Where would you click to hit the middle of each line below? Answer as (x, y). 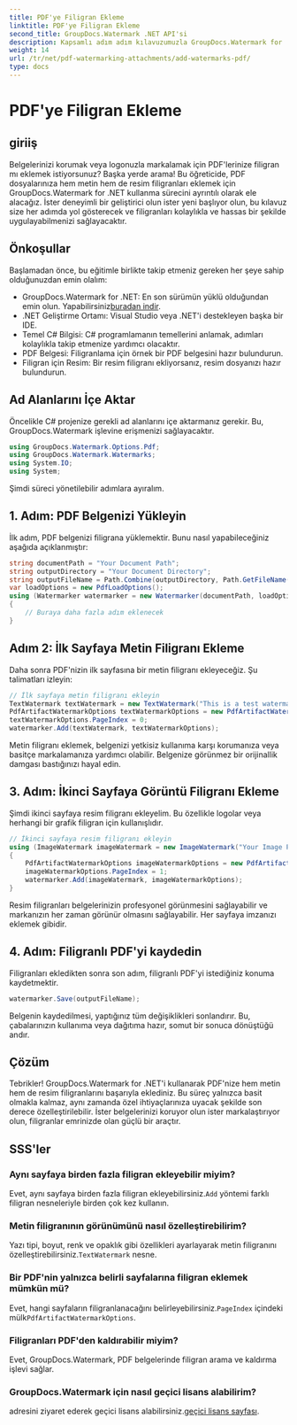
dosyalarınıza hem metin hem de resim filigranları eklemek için (122, 183)
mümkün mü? (39, 1289)
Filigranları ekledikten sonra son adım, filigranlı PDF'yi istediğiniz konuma (142, 973)
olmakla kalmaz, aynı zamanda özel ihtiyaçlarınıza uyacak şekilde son (136, 1103)
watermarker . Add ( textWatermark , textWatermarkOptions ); (114, 728)
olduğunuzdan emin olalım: (58, 279)
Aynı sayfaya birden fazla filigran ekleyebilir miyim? (122, 1174)
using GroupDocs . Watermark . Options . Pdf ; (85, 447)
